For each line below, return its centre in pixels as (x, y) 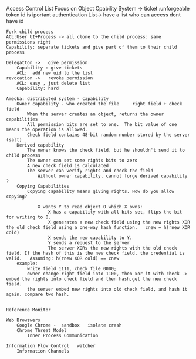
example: (27, 264)
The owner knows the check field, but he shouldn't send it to (106, 150)
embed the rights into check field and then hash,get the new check (92, 279)
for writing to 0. (28, 217)
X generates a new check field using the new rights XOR (119, 222)
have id (15, 21)
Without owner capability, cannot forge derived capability (112, 176)
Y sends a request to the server (89, 243)
